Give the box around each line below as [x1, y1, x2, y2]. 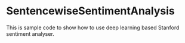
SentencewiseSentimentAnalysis [6, 4, 175, 18]
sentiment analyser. [6, 30, 55, 37]
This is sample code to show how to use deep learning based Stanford [6, 24, 180, 31]
